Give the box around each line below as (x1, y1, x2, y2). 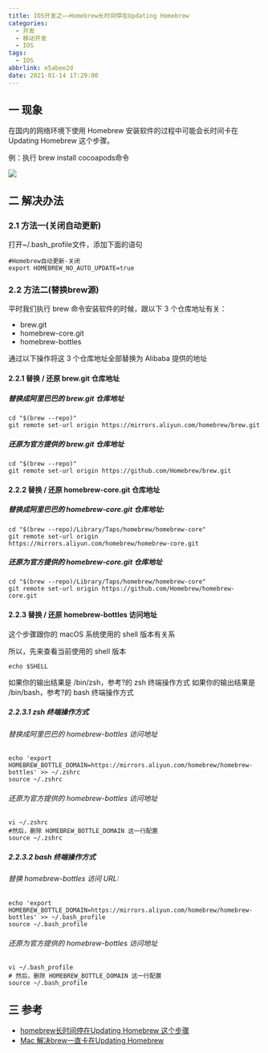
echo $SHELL (8, 662, 48, 670)
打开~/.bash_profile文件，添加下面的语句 (8, 240, 143, 250)
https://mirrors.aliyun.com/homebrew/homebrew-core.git (8, 539, 199, 547)
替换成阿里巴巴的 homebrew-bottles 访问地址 (8, 729, 158, 738)
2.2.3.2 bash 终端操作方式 (8, 852, 96, 862)
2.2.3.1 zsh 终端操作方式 (8, 707, 90, 717)
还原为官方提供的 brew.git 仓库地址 (8, 439, 124, 449)
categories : (8, 19, 48, 27)
